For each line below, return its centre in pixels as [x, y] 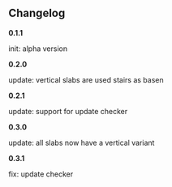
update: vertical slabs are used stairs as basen [86, 79]
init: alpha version [38, 49]
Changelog [37, 13]
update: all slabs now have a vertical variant [82, 142]
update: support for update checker [68, 111]
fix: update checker [41, 174]
